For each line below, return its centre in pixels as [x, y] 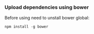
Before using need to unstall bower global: [47, 18]
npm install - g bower [27, 27]
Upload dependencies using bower [47, 7]
